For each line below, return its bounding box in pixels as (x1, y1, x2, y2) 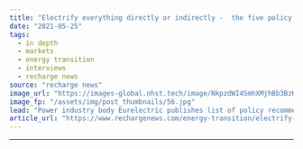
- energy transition (17, 55, 95, 64)
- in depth (17, 38, 59, 48)
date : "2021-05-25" (9, 22, 83, 31)
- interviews (17, 64, 67, 73)
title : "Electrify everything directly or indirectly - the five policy (9, 13, 293, 23)
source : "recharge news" (9, 80, 103, 89)
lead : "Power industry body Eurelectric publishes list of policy (9, 106, 264, 115)
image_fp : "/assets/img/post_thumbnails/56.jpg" (9, 97, 196, 107)
